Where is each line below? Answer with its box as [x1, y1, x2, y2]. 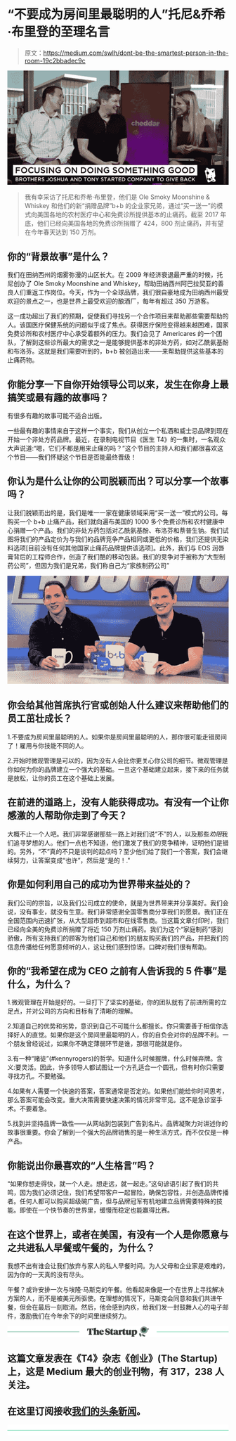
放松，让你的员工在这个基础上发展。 [13, 774, 118, 782]
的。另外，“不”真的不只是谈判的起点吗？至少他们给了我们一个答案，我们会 [7, 847, 223, 855]
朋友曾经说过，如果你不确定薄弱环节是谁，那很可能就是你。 [13, 1040, 186, 1048]
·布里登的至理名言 [7, 24, 110, 40]
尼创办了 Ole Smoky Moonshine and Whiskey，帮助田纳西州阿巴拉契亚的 [7, 279, 218, 288]
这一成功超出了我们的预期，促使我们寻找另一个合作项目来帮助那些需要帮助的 [7, 312, 229, 321]
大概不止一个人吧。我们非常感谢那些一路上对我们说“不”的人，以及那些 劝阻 [7, 829, 223, 838]
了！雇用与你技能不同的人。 [7, 741, 88, 749]
